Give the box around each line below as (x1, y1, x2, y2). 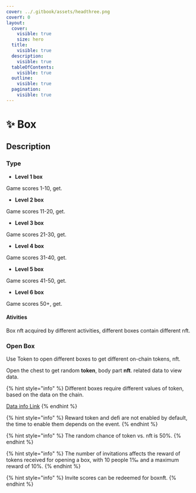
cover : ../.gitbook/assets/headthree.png (6, 8, 110, 15)
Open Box (6, 342, 35, 350)
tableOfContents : (11, 64, 55, 70)
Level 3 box (14, 219, 44, 227)
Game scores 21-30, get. (6, 231, 67, 238)
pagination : (11, 86, 42, 92)
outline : (11, 75, 33, 81)
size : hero (17, 36, 44, 42)
